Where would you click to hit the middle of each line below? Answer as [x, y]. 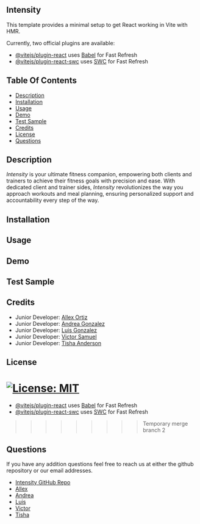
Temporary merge [166, 424]
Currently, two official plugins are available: [61, 43]
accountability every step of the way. [53, 200]
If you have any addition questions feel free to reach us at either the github [100, 464]
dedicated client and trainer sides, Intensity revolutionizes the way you [95, 187]
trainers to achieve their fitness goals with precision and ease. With [91, 181]
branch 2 [154, 430]
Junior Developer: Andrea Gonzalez [60, 323]
